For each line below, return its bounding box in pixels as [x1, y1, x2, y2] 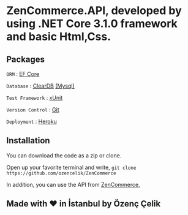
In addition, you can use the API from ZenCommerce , [6, 181, 141, 188]
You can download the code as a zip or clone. [6, 151, 122, 159]
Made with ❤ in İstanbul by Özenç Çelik [6, 198, 161, 209]
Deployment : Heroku [6, 118, 57, 125]
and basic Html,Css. [6, 30, 111, 43]
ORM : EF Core [6, 70, 40, 77]
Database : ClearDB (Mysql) [6, 82, 75, 89]
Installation [6, 135, 50, 146]
